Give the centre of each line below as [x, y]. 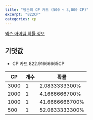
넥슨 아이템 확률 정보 [25, 34]
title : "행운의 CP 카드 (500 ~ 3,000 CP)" [47, 10]
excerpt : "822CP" [23, 14]
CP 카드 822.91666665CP [38, 64]
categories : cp [21, 19]
